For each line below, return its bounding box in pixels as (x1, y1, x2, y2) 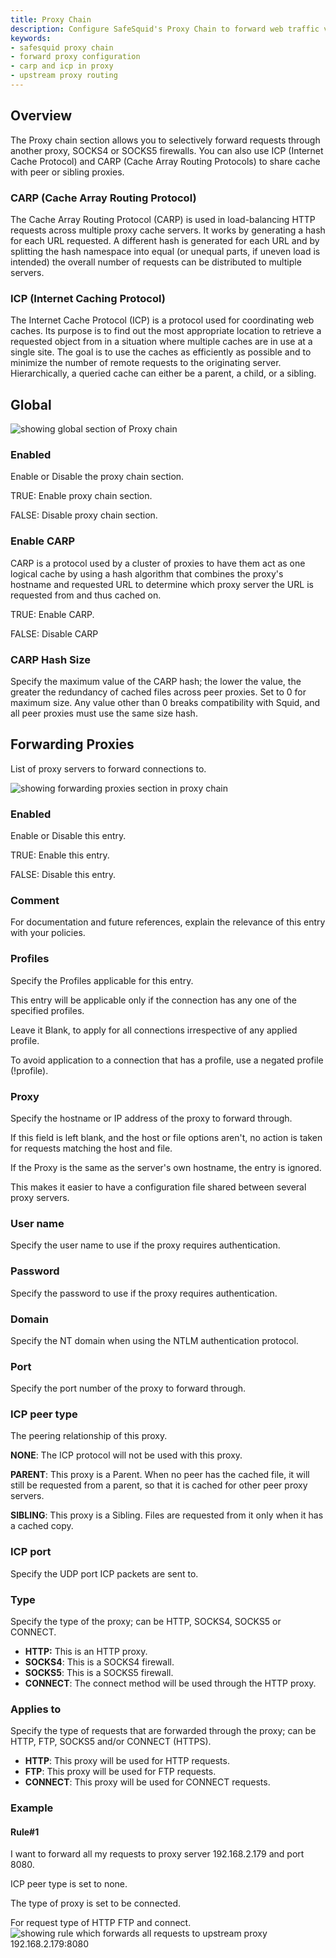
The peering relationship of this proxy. (10, 1430, 168, 1442)
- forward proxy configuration (10, 52, 141, 62)
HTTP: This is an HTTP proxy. (24, 1646, 148, 1658)
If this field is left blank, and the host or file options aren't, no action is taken (10, 1131, 323, 1143)
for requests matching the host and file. (10, 1142, 173, 1154)
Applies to (10, 1702, 62, 1716)
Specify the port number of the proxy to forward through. (10, 1382, 247, 1395)
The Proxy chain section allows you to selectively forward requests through (10, 134, 321, 146)
